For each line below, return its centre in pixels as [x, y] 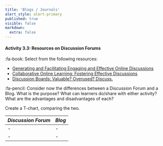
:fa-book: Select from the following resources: [51, 59]
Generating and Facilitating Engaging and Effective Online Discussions [83, 69]
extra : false [23, 32]
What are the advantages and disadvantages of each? [59, 99]
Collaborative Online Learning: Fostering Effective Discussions [75, 73]
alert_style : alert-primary [34, 14]
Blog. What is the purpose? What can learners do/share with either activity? [81, 94]
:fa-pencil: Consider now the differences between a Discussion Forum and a [82, 88]
